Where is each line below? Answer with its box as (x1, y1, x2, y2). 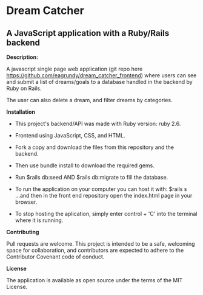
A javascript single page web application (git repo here (6, 65, 143, 72)
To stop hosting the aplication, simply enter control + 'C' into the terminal (15, 210, 198, 217)
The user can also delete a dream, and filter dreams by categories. (6, 97, 173, 103)
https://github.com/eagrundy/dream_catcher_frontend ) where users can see (6, 72, 197, 79)
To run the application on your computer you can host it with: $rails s (15, 186, 187, 192)
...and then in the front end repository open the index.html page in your (15, 192, 193, 199)
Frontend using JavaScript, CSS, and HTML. (15, 132, 125, 139)
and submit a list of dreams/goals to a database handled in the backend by (6, 78, 193, 85)
